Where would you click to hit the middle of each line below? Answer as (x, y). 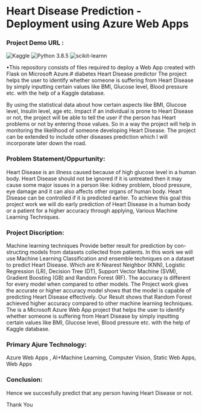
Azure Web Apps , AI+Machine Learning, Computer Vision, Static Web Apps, (101, 358)
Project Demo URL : (35, 43)
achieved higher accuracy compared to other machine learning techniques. (100, 303)
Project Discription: (35, 232)
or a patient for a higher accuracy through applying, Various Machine (92, 210)
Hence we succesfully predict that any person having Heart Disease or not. (99, 393)
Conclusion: (24, 380)
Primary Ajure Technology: (47, 345)
